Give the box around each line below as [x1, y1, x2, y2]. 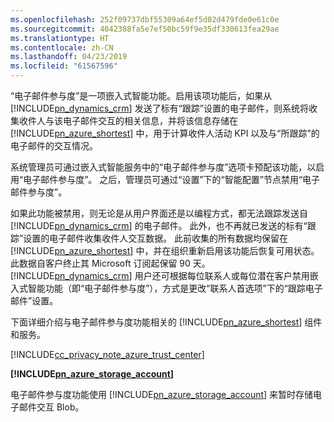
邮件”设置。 [10, 295, 59, 306]
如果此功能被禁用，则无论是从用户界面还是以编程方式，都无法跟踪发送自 [10, 207, 308, 219]
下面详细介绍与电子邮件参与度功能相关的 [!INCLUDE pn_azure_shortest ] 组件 [10, 316, 323, 328]
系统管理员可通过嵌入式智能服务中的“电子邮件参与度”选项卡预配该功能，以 [10, 161, 317, 173]
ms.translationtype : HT [10, 33, 110, 43]
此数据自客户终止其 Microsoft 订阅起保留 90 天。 [10, 257, 211, 269]
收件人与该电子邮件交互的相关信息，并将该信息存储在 [18, 115, 238, 126]
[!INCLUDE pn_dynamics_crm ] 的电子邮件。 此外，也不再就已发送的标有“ [10, 220, 308, 231]
